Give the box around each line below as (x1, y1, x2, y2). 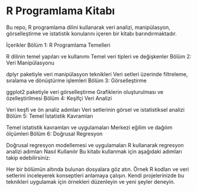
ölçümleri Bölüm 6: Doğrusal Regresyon (6, 130, 103, 137)
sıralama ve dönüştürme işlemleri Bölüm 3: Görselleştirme (6, 77, 147, 84)
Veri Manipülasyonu (6, 59, 55, 66)
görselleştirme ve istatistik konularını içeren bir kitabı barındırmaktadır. (6, 30, 177, 37)
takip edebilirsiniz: (6, 154, 51, 161)
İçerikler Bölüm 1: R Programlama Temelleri (6, 41, 111, 48)
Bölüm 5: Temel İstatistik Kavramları (6, 112, 93, 119)
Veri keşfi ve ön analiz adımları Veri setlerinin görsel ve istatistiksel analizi (6, 106, 185, 113)
